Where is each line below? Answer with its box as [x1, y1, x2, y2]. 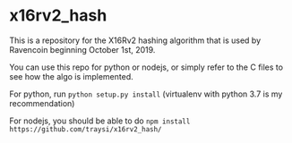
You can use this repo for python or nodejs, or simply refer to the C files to [9, 62, 284, 72]
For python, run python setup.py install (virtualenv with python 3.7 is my [9, 88, 283, 99]
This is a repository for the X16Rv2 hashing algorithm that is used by [9, 35, 262, 46]
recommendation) [9, 97, 75, 108]
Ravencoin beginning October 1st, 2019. [9, 44, 156, 55]
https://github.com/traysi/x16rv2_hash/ [9, 124, 163, 134]
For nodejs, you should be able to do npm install [9, 115, 191, 126]
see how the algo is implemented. [9, 71, 133, 81]
